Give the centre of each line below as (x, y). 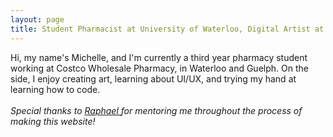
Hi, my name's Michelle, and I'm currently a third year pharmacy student (159, 57)
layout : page (37, 19)
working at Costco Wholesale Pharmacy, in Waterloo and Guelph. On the (159, 68)
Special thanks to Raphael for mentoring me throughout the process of (156, 110)
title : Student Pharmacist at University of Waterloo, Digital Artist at (167, 29)
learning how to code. (55, 89)
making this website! (53, 121)
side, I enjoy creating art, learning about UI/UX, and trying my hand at (153, 78)
